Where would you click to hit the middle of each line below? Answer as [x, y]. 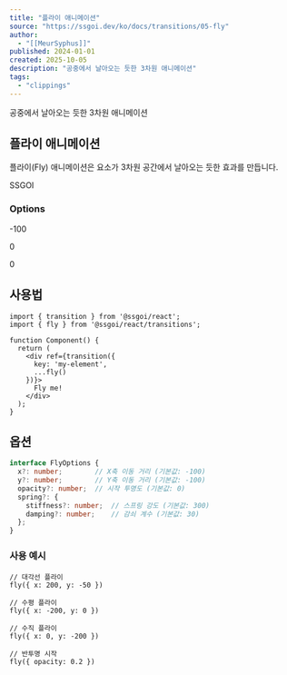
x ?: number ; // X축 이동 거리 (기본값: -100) [112, 472]
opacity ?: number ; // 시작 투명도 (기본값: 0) [102, 488]
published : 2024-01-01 [52, 52]
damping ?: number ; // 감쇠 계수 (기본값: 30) [113, 514]
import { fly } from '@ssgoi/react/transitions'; [105, 324]
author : [24, 35]
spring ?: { [38, 497]
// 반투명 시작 [33, 654]
